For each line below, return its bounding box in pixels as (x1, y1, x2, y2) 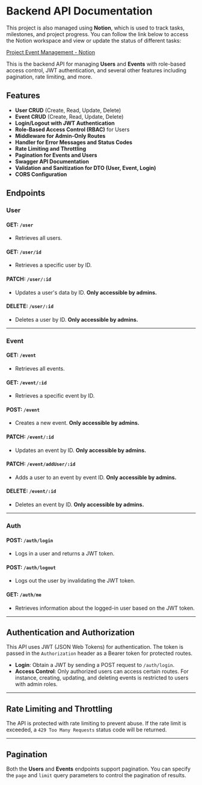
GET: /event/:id (6, 378, 47, 386)
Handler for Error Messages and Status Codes (14, 139, 133, 146)
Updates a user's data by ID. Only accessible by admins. (14, 289, 158, 296)
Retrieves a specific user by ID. (14, 261, 92, 269)
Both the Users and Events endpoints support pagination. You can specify (6, 765, 191, 772)
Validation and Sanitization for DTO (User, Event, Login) (14, 164, 156, 171)
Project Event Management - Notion (6, 48, 95, 55)
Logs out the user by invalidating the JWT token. (14, 577, 135, 584)
